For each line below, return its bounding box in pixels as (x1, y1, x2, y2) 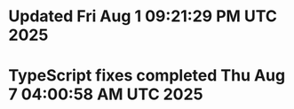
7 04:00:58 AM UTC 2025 (8, 84, 203, 105)
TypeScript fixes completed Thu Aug (8, 66, 286, 86)
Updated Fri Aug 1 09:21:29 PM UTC (8, 6, 277, 27)
